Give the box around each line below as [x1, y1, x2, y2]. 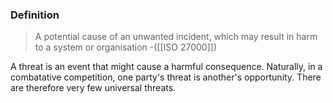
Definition [10, 8, 60, 22]
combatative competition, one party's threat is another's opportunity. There [10, 71, 322, 83]
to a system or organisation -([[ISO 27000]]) [34, 41, 217, 53]
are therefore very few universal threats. [10, 82, 177, 94]
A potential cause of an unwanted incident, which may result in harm [34, 31, 318, 43]
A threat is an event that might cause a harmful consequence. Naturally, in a [10, 61, 323, 73]
